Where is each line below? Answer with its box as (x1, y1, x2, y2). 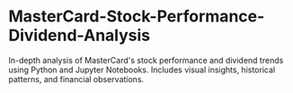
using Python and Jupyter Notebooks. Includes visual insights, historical (8, 64, 276, 75)
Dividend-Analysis (8, 25, 151, 46)
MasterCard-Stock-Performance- (8, 6, 265, 27)
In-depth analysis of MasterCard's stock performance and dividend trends (8, 55, 284, 65)
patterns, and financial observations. (8, 73, 145, 84)
